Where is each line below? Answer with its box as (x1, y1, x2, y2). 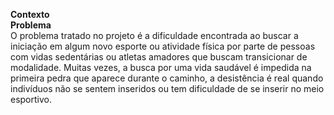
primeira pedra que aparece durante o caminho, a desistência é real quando (10, 72, 324, 84)
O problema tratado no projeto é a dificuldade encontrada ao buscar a (10, 30, 299, 41)
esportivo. (10, 94, 53, 105)
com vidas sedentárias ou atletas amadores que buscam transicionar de (10, 51, 308, 63)
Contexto (10, 9, 50, 20)
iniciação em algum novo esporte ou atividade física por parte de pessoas (10, 40, 316, 52)
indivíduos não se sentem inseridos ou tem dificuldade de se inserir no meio (10, 83, 325, 94)
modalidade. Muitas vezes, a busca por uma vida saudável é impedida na (10, 62, 312, 73)
